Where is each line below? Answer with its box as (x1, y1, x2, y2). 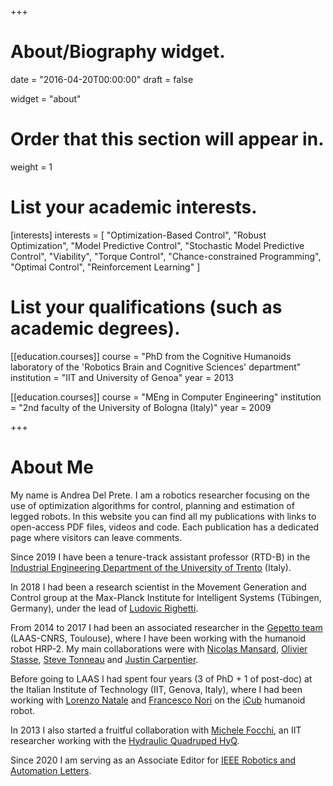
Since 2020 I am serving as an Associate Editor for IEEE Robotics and (10, 754, 297, 766)
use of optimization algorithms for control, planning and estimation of (10, 499, 295, 511)
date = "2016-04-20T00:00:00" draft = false (10, 73, 194, 85)
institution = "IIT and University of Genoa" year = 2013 (10, 371, 234, 383)
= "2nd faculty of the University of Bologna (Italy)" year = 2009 (10, 401, 272, 413)
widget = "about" (10, 92, 82, 105)
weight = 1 (10, 161, 53, 173)
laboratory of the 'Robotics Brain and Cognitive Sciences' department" (10, 361, 302, 373)
